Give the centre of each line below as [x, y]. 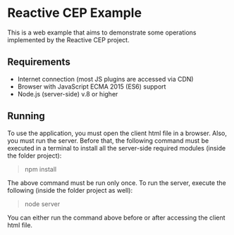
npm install [41, 169]
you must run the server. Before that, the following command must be [108, 140]
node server [42, 204]
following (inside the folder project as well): [70, 190]
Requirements [39, 62]
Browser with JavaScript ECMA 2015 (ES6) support [92, 87]
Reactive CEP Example [75, 13]
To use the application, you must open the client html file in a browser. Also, [117, 133]
